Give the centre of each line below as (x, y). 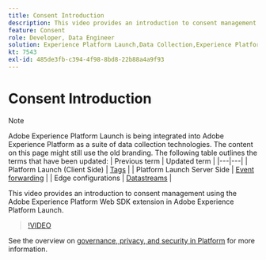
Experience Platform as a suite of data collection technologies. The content (131, 144)
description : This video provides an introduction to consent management (133, 23)
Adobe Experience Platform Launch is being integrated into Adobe (116, 136)
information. (28, 249)
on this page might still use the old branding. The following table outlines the (133, 153)
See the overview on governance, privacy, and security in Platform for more (132, 240)
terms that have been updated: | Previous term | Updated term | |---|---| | (128, 161)
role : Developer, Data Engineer (61, 38)
